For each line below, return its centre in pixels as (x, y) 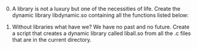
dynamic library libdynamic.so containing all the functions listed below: (100, 15)
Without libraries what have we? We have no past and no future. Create (101, 27)
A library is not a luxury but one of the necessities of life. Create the (96, 9)
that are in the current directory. (52, 40)
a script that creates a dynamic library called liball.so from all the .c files (102, 33)
